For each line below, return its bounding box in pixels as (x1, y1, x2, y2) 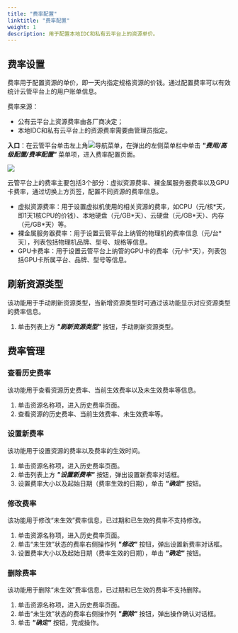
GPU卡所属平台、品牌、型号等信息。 (23, 256, 131, 264)
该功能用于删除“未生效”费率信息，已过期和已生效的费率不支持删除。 (7, 586, 205, 594)
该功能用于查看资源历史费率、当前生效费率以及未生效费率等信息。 (7, 386, 200, 394)
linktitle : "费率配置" (7, 17, 70, 24)
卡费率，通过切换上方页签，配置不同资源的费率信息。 (7, 187, 163, 196)
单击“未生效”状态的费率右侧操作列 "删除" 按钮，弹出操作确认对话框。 (17, 610, 220, 618)
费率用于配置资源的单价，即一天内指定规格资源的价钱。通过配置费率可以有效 (7, 79, 231, 87)
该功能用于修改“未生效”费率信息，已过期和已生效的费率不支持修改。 (7, 516, 205, 525)
